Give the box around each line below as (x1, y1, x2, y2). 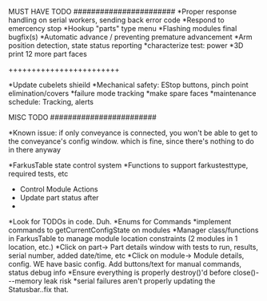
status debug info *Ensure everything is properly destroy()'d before (8, 267, 232, 277)
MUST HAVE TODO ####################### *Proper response (8, 7, 237, 16)
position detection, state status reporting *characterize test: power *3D (8, 41, 244, 50)
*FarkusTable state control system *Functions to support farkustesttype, (8, 160, 249, 170)
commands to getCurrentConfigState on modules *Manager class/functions (8, 225, 259, 235)
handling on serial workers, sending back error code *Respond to (8, 15, 225, 25)
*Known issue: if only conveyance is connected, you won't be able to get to (8, 128, 258, 137)
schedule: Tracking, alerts (8, 97, 94, 106)
